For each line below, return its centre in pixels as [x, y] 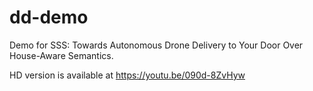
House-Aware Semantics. [61, 55]
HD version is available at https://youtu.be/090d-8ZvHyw [127, 75]
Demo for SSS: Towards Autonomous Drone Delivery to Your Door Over [156, 45]
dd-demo [49, 17]
